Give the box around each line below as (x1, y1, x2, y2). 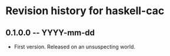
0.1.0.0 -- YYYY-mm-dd (5, 28, 95, 38)
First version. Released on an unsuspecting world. (14, 43, 136, 50)
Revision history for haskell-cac (5, 4, 165, 18)
